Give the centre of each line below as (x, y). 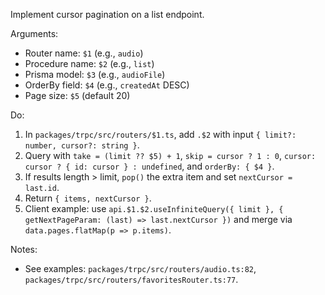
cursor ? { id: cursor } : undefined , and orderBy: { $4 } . (149, 166)
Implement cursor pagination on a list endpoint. (107, 14)
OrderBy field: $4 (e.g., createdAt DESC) (107, 85)
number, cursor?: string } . (82, 145)
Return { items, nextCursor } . (88, 198)
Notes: (24, 249)
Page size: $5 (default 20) (77, 95)
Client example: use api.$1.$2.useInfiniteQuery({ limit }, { (154, 208)
